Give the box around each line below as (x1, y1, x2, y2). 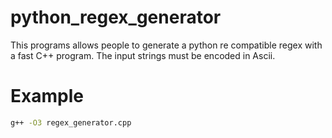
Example (10, 85, 84, 108)
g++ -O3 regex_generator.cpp (10, 117, 132, 128)
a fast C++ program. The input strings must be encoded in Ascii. (10, 49, 276, 61)
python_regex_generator (10, 6, 222, 29)
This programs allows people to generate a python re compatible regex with (10, 39, 323, 51)
